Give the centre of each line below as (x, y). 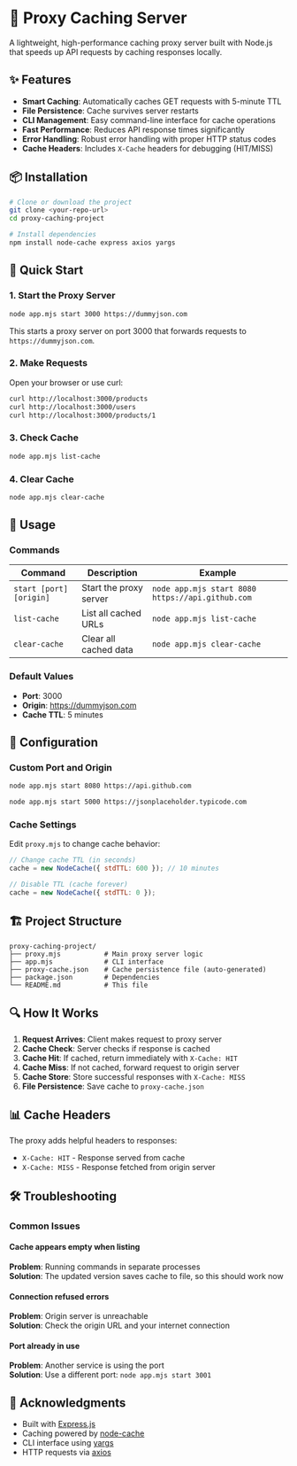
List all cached (111, 613)
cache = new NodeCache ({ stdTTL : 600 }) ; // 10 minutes (114, 869)
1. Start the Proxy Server (62, 296)
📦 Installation (49, 178)
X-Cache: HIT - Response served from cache (103, 1158)
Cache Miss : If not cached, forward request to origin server (131, 1067)
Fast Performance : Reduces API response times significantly (133, 129)
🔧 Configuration (54, 743)
